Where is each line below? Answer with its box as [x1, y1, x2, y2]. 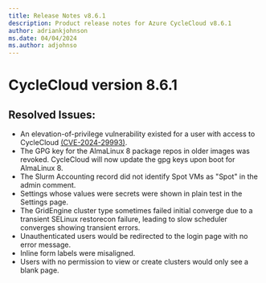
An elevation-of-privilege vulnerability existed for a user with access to [19, 129, 256, 139]
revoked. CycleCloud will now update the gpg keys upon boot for [19, 155, 235, 164]
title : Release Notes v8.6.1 [8, 11, 106, 20]
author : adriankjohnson [8, 26, 88, 34]
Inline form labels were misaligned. [19, 249, 136, 258]
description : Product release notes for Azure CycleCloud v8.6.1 [8, 19, 231, 27]
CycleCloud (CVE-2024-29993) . [19, 138, 128, 148]
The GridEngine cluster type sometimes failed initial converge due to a [19, 206, 253, 216]
